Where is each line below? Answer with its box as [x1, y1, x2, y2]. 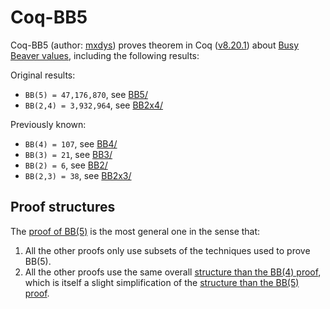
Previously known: [10, 118, 87, 130]
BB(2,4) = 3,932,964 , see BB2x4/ [24, 99, 164, 111]
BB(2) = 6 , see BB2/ [24, 159, 108, 171]
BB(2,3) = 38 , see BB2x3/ [24, 169, 132, 181]
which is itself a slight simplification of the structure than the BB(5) [24, 276, 300, 288]
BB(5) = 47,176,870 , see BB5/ [24, 88, 148, 100]
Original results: [10, 69, 76, 81]
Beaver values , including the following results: [10, 49, 200, 61]
